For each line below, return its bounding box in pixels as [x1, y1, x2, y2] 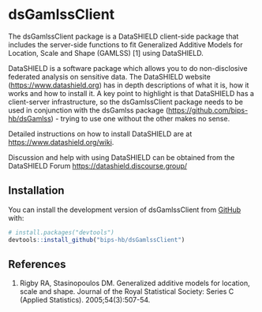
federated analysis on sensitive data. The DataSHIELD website [8, 72, 211, 81]
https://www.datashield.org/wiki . [8, 137, 114, 147]
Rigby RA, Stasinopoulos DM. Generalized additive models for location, [19, 278, 250, 288]
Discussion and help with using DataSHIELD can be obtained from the [8, 152, 235, 162]
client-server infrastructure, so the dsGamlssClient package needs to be [8, 97, 243, 106]
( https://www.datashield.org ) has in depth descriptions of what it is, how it [8, 80, 249, 90]
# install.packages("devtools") [8, 228, 114, 236]
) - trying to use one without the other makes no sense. [51, 113, 230, 123]
